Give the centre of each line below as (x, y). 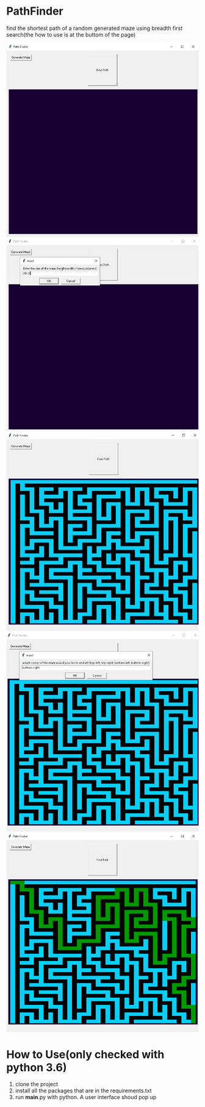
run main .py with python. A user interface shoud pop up (86, 1097)
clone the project (37, 1084)
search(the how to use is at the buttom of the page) (71, 34)
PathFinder (35, 11)
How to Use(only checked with (85, 1054)
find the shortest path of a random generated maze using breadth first (95, 28)
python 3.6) (37, 1067)
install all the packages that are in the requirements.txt (83, 1091)
